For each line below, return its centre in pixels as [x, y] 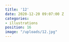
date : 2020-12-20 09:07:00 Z [34, 14]
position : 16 [18, 28]
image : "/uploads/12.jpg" [31, 32]
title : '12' [17, 9]
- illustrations [21, 23]
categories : [17, 18]
